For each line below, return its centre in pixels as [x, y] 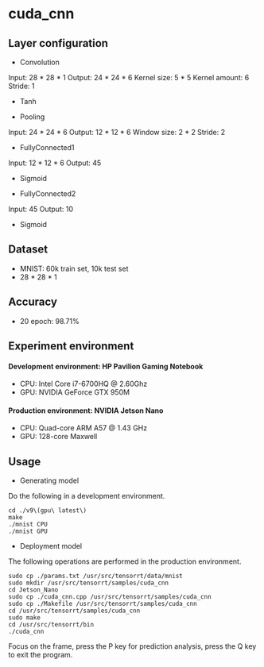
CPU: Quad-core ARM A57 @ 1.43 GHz [83, 428]
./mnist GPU [28, 532]
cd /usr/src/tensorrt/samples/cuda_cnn [74, 611]
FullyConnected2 [48, 194]
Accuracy [33, 302]
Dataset [28, 250]
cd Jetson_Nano [33, 590]
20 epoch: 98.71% [49, 321]
